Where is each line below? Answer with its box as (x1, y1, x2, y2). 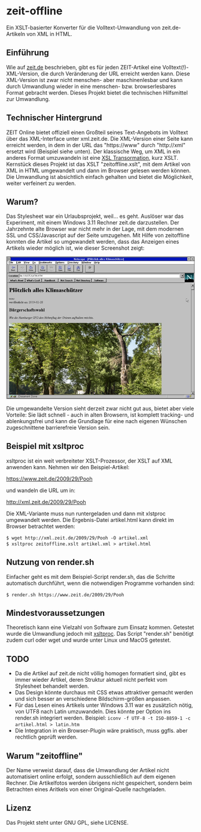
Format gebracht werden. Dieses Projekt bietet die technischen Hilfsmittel (6, 89, 188, 96)
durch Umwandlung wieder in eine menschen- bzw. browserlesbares (6, 83, 176, 90)
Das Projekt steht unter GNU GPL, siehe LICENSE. (6, 819, 129, 826)
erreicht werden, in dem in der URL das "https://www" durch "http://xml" (6, 141, 185, 148)
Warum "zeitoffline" (6, 751, 83, 761)
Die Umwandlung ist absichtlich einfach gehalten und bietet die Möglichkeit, (6, 173, 194, 180)
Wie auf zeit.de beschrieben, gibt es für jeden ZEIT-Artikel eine (6, 63, 162, 71)
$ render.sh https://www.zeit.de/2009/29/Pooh (6, 591, 124, 598)
